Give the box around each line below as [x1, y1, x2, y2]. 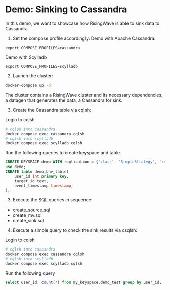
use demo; [5, 164, 26, 170]
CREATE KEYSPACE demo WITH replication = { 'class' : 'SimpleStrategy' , [5, 159, 157, 165]
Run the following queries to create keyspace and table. [5, 150, 121, 156]
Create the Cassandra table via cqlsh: [12, 107, 91, 113]
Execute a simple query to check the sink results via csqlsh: [12, 227, 138, 233]
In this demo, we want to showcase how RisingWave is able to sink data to [5, 20, 160, 26]
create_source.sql [12, 206, 50, 213]
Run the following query [5, 270, 55, 276]
